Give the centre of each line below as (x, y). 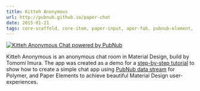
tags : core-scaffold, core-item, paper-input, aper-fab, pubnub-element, (100, 28)
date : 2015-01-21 (28, 23)
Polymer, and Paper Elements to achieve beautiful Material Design (87, 76)
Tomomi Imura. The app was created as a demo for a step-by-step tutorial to (100, 63)
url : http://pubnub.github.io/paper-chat (59, 17)
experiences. (22, 82)
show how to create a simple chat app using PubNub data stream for (90, 70)
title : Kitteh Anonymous (37, 12)
